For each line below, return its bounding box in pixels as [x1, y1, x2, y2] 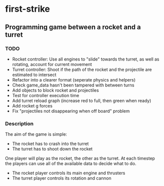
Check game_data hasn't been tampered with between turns [12, 82, 135, 88]
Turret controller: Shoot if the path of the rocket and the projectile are [12, 66, 152, 72]
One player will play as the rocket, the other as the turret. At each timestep [5, 155, 155, 162]
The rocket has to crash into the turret [12, 141, 89, 147]
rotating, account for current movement [12, 61, 92, 67]
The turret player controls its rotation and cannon [12, 175, 112, 181]
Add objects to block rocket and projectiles [12, 87, 99, 93]
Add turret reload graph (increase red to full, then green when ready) [12, 98, 152, 103]
